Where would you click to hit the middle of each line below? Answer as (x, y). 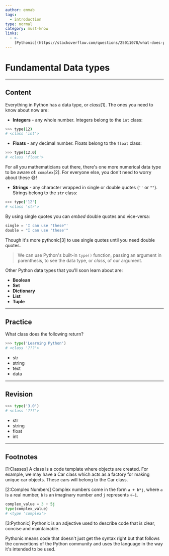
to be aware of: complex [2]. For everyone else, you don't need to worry (78, 172)
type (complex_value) (27, 509)
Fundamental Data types (58, 67)
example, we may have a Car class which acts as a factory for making (77, 474)
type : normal (19, 24)
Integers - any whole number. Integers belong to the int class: (77, 120)
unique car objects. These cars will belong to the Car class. (67, 480)
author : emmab (20, 10)
